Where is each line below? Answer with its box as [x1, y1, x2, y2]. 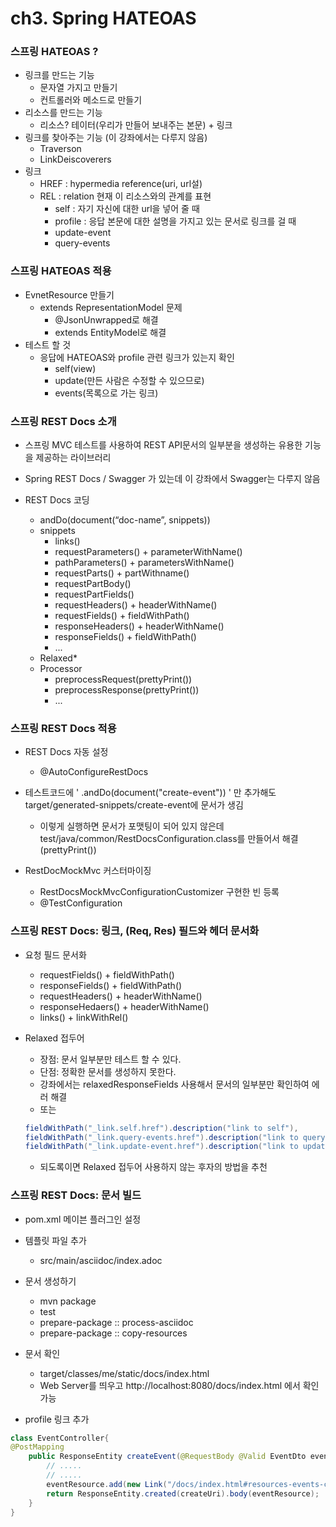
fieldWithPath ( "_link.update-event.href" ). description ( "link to [24, 1142, 299, 1152]
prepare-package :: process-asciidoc [39, 1316, 194, 1328]
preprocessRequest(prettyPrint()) [54, 673, 193, 686]
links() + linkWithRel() [39, 1011, 129, 1023]
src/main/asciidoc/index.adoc [39, 1254, 163, 1266]
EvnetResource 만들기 [24, 288, 115, 301]
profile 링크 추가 [24, 1413, 90, 1425]
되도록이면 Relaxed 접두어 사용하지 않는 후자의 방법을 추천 [39, 1161, 268, 1173]
